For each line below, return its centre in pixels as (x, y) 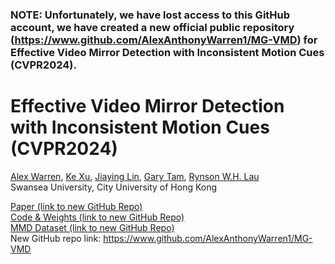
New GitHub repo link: (56, 238)
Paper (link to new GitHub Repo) (76, 206)
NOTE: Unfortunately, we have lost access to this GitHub (150, 15)
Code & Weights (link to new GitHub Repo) (97, 217)
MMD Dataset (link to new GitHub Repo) (92, 227)
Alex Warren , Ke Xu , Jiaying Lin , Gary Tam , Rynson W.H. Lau (135, 176)
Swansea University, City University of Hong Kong (114, 187)
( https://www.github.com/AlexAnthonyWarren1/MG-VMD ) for (164, 40)
